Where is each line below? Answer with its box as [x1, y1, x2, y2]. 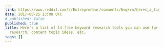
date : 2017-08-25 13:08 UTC [5, 12, 62, 17]
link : [5, 7, 16, 12]
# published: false [5, 16, 45, 21]
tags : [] [5, 35, 23, 40]
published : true [5, 21, 38, 26]
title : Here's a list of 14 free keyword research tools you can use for [5, 25, 159, 30]
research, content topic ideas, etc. [9, 30, 86, 35]
